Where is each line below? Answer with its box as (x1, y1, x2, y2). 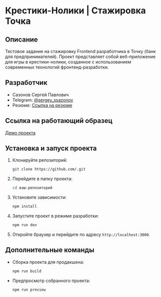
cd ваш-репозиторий (12, 185, 53, 190)
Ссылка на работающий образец (5, 117, 113, 125)
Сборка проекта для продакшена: (12, 259, 84, 265)
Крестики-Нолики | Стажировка (5, 5, 146, 16)
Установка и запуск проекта (5, 144, 97, 153)
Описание (5, 35, 38, 44)
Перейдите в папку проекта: (12, 176, 73, 182)
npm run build (12, 268, 41, 274)
